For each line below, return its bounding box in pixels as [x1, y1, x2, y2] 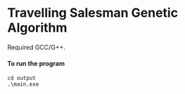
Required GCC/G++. [7, 43, 65, 51]
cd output [7, 75, 37, 82]
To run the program [7, 59, 65, 67]
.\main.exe [7, 81, 39, 88]
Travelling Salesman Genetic [7, 5, 178, 21]
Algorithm [7, 20, 68, 36]
